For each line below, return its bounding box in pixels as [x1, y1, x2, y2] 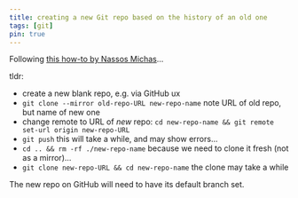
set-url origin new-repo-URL [21, 126, 130, 135]
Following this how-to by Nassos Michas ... [9, 54, 164, 65]
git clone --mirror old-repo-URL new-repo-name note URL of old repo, [21, 98, 282, 108]
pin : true [9, 29, 46, 38]
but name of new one [21, 107, 100, 118]
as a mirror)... [21, 153, 72, 163]
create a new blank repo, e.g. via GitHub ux [21, 88, 181, 99]
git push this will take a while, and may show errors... [21, 134, 219, 145]
